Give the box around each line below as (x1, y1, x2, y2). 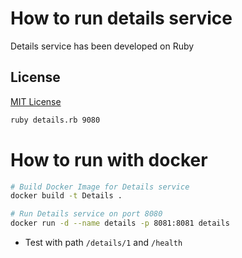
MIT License (10, 95, 62, 107)
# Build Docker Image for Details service (10, 182, 190, 192)
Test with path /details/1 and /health (24, 237, 183, 249)
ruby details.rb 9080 (10, 115, 101, 125)
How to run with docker (10, 148, 208, 171)
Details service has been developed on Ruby (10, 40, 195, 52)
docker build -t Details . (10, 191, 123, 201)
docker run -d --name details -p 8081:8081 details (10, 218, 230, 229)
